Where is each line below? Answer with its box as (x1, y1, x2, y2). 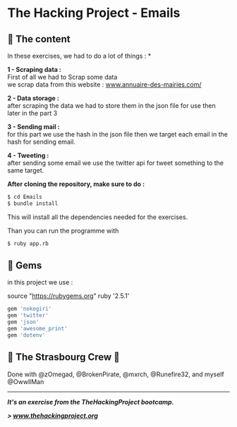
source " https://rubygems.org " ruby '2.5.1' (7, 292, 130, 300)
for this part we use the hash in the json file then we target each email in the (7, 130, 228, 138)
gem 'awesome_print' (7, 326, 68, 333)
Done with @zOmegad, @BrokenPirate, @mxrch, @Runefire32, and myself (7, 370, 224, 378)
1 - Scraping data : (7, 66, 62, 73)
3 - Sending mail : (7, 123, 60, 131)
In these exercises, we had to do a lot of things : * (7, 51, 152, 60)
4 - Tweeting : (7, 151, 49, 159)
